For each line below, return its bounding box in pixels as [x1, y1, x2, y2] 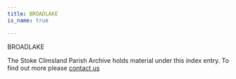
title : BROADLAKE [7, 10, 58, 18]
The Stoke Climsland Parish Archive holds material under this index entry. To [7, 56, 230, 64]
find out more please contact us [7, 63, 100, 72]
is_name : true [7, 17, 49, 24]
